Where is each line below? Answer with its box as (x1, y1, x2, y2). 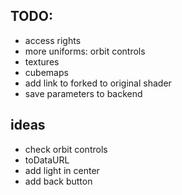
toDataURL (24, 154, 70, 166)
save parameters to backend (24, 87, 143, 99)
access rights (24, 34, 82, 46)
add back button (24, 175, 93, 187)
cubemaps (24, 66, 69, 78)
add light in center (24, 164, 100, 176)
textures (24, 55, 60, 68)
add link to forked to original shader (24, 77, 172, 89)
